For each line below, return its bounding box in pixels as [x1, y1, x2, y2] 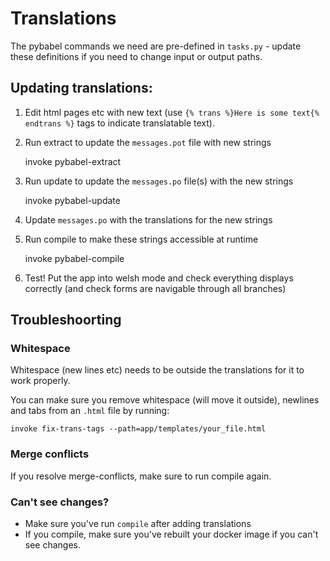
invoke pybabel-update [24, 194, 121, 206]
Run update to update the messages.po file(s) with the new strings [24, 175, 294, 187]
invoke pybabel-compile [24, 252, 125, 264]
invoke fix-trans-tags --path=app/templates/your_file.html [10, 424, 267, 434]
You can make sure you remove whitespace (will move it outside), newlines [10, 394, 320, 406]
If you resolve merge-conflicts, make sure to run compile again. [10, 470, 272, 482]
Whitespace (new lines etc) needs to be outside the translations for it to [10, 364, 305, 376]
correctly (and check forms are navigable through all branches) [24, 282, 287, 294]
